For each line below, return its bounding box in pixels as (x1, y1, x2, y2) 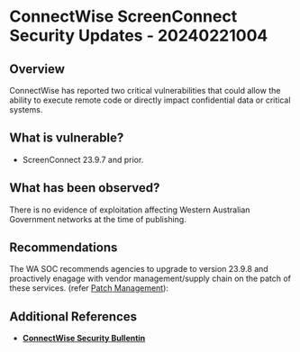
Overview (9, 61, 66, 77)
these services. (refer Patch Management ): (9, 283, 169, 293)
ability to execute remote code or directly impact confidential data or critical (9, 95, 291, 105)
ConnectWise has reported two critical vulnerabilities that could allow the (9, 86, 281, 95)
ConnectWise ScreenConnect (9, 6, 238, 27)
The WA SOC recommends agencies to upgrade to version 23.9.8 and (9, 264, 268, 275)
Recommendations (9, 240, 118, 256)
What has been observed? (9, 180, 160, 195)
